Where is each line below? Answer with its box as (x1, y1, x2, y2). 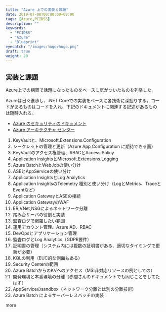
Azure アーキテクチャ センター (12, 127, 75, 133)
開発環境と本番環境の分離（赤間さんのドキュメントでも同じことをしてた (12, 274, 160, 280)
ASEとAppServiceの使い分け (12, 168, 71, 174)
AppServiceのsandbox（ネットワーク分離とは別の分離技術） (12, 286, 137, 292)
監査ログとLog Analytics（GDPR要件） (12, 237, 92, 243)
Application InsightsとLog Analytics (12, 175, 85, 181)
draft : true (5, 49, 30, 54)
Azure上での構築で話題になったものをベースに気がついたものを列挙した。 (5, 87, 156, 93)
